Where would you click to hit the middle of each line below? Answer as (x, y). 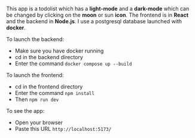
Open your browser (39, 122)
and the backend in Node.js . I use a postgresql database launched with (94, 21)
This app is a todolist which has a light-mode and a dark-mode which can (98, 9)
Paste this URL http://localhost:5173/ (63, 129)
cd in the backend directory (49, 57)
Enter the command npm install (54, 93)
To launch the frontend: (35, 75)
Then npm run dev (37, 99)
